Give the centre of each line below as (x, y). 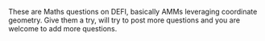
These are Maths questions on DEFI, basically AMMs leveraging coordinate (133, 12)
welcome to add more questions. (63, 29)
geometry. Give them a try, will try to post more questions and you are (124, 20)
